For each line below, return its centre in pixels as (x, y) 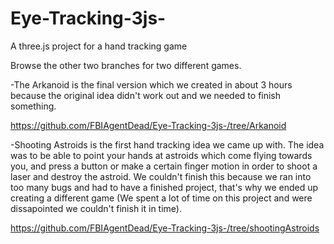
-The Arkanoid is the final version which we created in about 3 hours (151, 84)
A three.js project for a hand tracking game (99, 46)
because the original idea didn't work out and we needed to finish (146, 95)
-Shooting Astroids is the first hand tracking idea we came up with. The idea (167, 144)
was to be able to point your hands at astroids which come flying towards (161, 155)
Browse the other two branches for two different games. (126, 65)
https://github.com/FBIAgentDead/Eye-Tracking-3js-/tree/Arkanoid (148, 125)
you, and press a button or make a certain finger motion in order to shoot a (164, 166)
